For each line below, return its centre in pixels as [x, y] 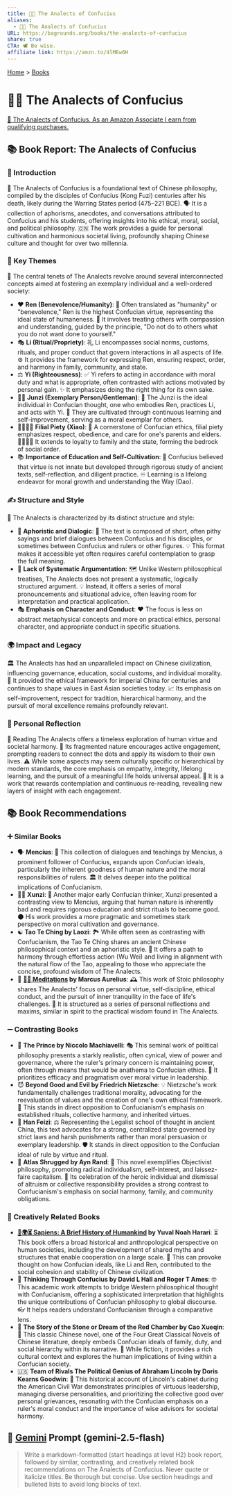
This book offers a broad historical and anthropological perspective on [118, 1242]
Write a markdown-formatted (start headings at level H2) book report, [124, 1454]
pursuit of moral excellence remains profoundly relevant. [88, 706]
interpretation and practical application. [73, 602]
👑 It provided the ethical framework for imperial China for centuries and [109, 681]
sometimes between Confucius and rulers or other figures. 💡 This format [121, 546]
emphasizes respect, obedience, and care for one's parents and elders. [119, 434]
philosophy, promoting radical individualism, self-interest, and [105, 1169]
